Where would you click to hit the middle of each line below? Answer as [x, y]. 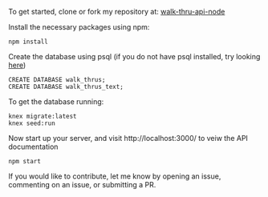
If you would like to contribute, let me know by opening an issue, [115, 176]
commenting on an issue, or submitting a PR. [82, 185]
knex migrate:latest [43, 116]
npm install [28, 42]
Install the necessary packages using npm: [79, 27]
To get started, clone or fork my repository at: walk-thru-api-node [117, 12]
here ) [17, 65]
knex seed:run [32, 123]
